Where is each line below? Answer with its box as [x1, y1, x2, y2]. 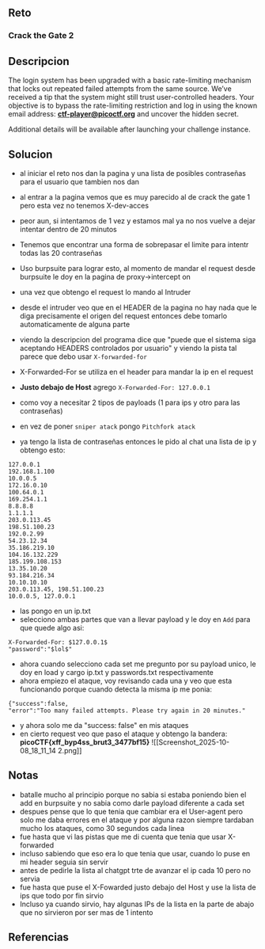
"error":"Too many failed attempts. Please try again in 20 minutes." [8, 707, 246, 715]
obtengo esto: [19, 445, 66, 455]
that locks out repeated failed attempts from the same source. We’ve [8, 84, 232, 93]
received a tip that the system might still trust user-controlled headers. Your [8, 93, 255, 102]
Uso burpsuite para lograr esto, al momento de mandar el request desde [19, 263, 256, 273]
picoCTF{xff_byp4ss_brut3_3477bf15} [19, 737, 150, 747]
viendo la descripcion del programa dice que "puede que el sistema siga [19, 334, 256, 344]
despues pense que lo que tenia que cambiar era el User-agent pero [19, 806, 244, 816]
